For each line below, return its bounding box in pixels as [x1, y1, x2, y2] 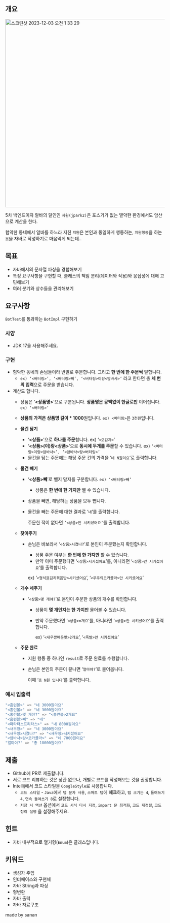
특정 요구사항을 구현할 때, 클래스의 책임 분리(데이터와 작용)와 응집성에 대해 [12, 272, 159, 278]
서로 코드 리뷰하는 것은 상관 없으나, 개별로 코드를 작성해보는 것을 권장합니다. [12, 777, 163, 783]
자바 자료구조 [12, 901, 39, 908]
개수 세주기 [20, 585, 42, 591]
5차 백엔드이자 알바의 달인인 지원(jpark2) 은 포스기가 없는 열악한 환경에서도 [5, 212, 153, 218]
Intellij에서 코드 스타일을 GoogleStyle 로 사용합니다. [12, 783, 113, 789]
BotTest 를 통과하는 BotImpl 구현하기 [5, 316, 77, 322]
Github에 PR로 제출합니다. [12, 770, 65, 776]
